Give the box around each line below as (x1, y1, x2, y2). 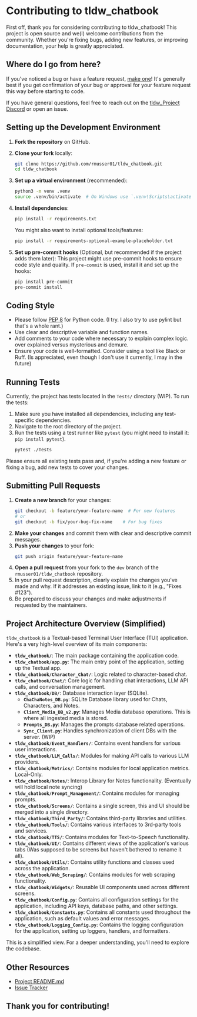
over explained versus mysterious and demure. (14, 341, 129, 348)
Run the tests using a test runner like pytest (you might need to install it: (14, 429, 189, 437)
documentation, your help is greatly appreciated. (6, 42, 124, 49)
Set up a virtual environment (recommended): (14, 177, 128, 184)
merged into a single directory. (14, 808, 89, 815)
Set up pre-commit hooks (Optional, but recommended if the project (14, 249, 182, 256)
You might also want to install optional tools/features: (14, 226, 143, 233)
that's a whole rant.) (14, 322, 64, 329)
